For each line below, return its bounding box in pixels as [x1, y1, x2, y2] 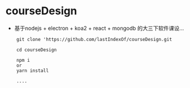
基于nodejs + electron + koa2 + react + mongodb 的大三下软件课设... [14, 24, 184, 32]
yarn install [16, 67, 49, 74]
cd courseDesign [16, 46, 58, 53]
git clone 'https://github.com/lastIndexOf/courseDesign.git [16, 36, 172, 42]
